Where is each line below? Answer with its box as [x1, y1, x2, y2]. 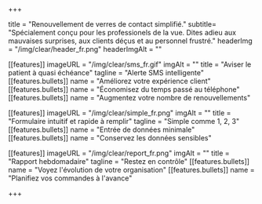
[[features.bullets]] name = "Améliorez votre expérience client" [8, 76, 212, 86]
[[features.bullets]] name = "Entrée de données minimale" [8, 125, 195, 134]
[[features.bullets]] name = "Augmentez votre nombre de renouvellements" [8, 93, 251, 102]
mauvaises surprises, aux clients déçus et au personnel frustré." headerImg [8, 36, 253, 46]
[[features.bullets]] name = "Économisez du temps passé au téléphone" [8, 85, 241, 94]
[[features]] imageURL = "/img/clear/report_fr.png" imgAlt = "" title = [8, 148, 230, 158]
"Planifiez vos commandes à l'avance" [8, 173, 133, 183]
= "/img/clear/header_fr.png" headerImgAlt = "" [8, 45, 162, 53]
